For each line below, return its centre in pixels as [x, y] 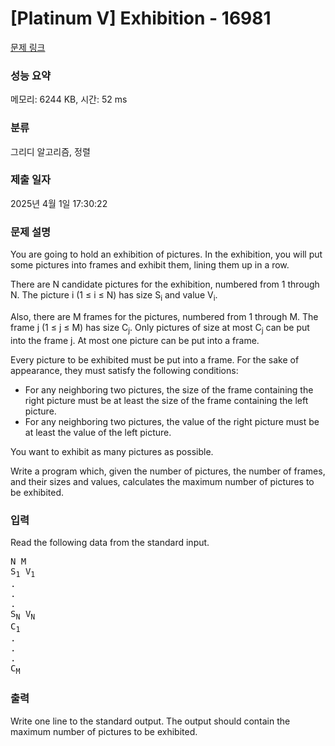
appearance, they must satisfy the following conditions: [124, 370]
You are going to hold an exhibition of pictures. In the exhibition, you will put [166, 254]
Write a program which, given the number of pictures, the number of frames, [168, 471]
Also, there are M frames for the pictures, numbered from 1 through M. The [164, 316]
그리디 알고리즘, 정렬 [50, 151]
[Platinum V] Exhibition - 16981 [141, 18]
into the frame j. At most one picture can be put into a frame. [135, 340]
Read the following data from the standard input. [110, 543]
